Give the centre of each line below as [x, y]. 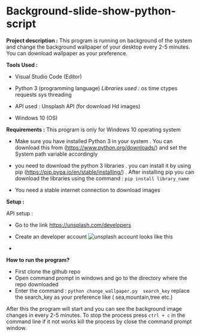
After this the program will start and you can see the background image [94, 308]
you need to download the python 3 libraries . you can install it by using [103, 165]
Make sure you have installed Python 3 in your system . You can [94, 141]
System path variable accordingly [56, 154]
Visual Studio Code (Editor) [48, 76]
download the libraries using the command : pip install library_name [102, 178]
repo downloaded [37, 284]
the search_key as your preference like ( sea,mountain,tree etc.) [94, 297]
